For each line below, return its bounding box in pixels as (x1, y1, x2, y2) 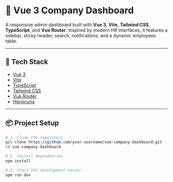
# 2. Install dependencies (5, 154, 63, 159)
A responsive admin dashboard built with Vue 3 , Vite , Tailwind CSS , (5, 22, 150, 28)
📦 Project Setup (5, 119, 59, 128)
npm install (5, 158, 31, 164)
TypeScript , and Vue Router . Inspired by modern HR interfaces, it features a (5, 27, 168, 33)
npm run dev (5, 172, 31, 177)
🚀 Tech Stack (5, 57, 48, 66)
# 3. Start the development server (5, 168, 82, 173)
